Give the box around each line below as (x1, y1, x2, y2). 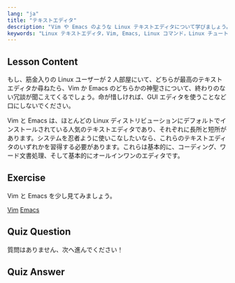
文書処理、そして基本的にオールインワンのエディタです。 (19, 151, 184, 160)
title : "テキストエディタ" (7, 17, 77, 24)
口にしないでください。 (7, 102, 75, 110)
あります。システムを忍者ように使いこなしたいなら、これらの (7, 134, 185, 142)
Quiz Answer (7, 266, 65, 278)
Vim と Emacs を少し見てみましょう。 (7, 191, 117, 200)
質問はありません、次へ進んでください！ (7, 245, 124, 254)
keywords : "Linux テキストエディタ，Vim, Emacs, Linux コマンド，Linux (7, 29, 205, 37)
